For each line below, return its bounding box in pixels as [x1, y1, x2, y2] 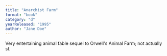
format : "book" [5, 12, 38, 17]
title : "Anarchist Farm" [5, 7, 58, 13]
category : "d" [5, 17, 36, 22]
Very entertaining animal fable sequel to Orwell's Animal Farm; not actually [5, 40, 162, 46]
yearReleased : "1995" [5, 21, 52, 27]
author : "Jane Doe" [5, 26, 47, 32]
